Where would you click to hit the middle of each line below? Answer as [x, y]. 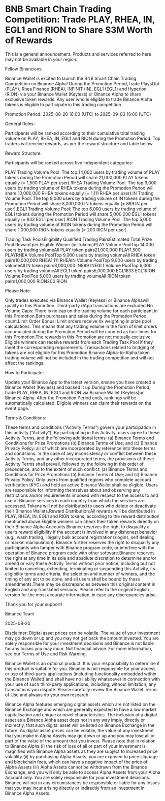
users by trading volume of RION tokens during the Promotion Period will [79, 224]
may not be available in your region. [41, 59]
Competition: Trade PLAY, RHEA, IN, [80, 19]
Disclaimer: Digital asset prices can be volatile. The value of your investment [82, 633]
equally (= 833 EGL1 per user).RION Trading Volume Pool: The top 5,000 [78, 219]
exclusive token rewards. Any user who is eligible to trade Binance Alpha [79, 99]
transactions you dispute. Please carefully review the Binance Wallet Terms [81, 689]
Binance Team [20, 613]
